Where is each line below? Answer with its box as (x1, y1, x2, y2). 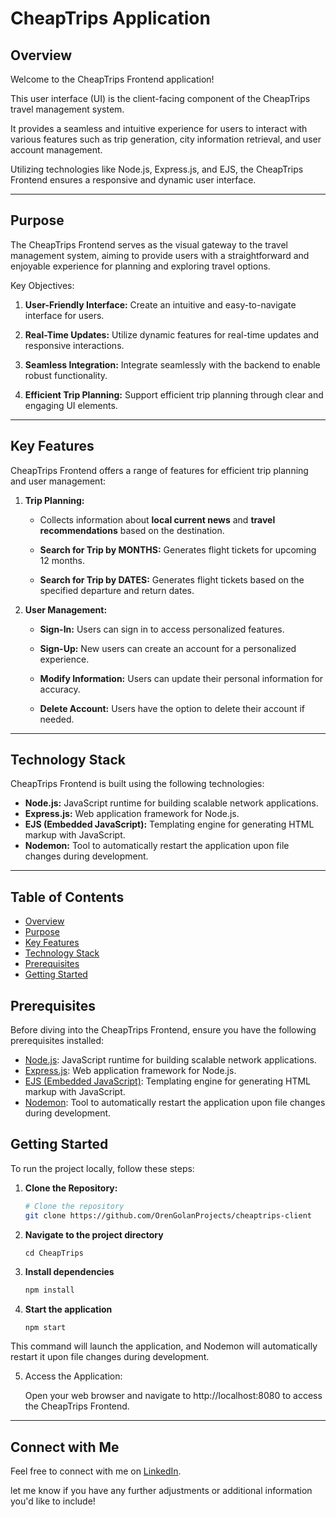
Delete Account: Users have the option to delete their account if (39, 702, 305, 714)
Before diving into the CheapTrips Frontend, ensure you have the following (10, 1024, 317, 1036)
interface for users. (24, 309, 105, 321)
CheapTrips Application (10, 7, 211, 30)
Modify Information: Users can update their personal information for (39, 672, 324, 684)
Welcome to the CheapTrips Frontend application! (10, 73, 215, 85)
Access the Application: (24, 1370, 123, 1382)
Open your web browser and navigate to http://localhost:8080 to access (24, 1390, 323, 1402)
